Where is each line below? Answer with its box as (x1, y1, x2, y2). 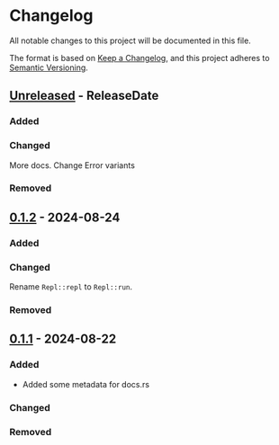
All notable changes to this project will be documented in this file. (9, 35, 252, 46)
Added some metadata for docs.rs (22, 378, 150, 389)
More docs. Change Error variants (9, 159, 135, 171)
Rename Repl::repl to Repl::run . (9, 281, 133, 292)
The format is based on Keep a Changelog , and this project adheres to (9, 52, 270, 63)
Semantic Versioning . (9, 62, 88, 73)
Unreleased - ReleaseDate (9, 88, 159, 103)
